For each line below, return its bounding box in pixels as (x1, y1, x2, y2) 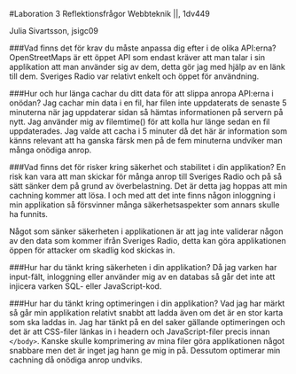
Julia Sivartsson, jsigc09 (9, 26, 99, 35)
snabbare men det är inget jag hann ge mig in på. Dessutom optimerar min (9, 346, 281, 355)
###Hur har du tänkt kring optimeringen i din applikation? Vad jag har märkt (9, 298, 285, 308)
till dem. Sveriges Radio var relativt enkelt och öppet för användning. (9, 71, 260, 82)
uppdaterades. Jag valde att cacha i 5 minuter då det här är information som (9, 126, 288, 136)
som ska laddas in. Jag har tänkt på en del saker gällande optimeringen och (9, 317, 285, 327)
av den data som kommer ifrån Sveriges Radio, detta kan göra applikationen (9, 236, 286, 245)
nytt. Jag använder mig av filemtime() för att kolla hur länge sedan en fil (9, 116, 270, 127)
